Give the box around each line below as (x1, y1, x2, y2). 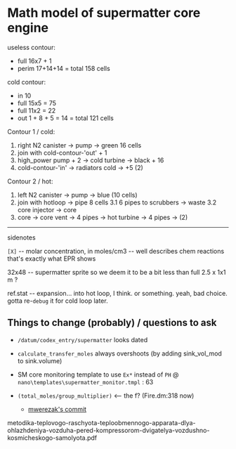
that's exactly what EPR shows (7, 254, 96, 263)
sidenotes (7, 233, 37, 242)
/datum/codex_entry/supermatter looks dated (17, 335, 148, 344)
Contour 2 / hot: (7, 177, 53, 186)
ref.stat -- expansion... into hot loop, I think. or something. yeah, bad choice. (7, 289, 228, 297)
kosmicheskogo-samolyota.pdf (7, 434, 98, 442)
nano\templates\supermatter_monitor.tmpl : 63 (17, 377, 154, 386)
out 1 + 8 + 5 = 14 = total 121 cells (17, 114, 114, 122)
